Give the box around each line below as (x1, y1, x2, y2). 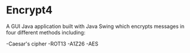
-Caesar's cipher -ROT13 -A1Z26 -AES (6, 40, 99, 47)
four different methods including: (6, 29, 86, 36)
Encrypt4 (6, 3, 53, 17)
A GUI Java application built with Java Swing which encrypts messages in (6, 23, 185, 30)
